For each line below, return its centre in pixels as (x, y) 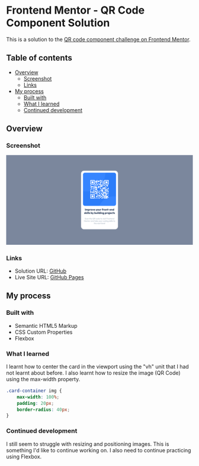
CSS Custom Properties (44, 332)
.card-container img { (34, 391)
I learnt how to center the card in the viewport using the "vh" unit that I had (98, 366)
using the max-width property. (43, 379)
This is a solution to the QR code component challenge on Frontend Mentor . (98, 39)
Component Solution (58, 23)
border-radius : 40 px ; (43, 410)
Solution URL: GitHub (41, 271)
